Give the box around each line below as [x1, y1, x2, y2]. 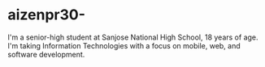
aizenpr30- [7, 6, 86, 24]
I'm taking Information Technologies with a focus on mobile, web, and [7, 40, 241, 50]
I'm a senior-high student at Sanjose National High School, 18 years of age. [7, 32, 258, 42]
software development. [7, 49, 85, 59]
